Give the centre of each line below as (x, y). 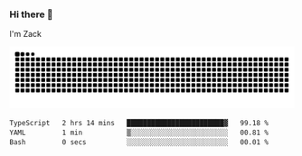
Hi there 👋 (32, 14)
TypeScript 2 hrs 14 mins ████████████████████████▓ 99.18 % (139, 124)
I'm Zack (26, 34)
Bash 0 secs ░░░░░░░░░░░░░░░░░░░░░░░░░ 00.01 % (139, 142)
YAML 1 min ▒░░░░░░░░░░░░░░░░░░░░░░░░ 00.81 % (139, 133)
